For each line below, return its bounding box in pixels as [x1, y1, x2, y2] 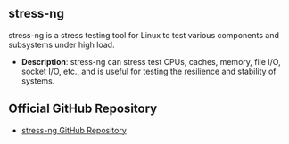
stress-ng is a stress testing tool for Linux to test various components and [8, 29, 280, 40]
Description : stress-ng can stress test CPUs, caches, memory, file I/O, [21, 56, 282, 67]
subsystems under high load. [8, 39, 115, 50]
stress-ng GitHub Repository [21, 124, 127, 135]
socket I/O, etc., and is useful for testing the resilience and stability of [21, 66, 277, 76]
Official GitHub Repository [8, 101, 158, 116]
